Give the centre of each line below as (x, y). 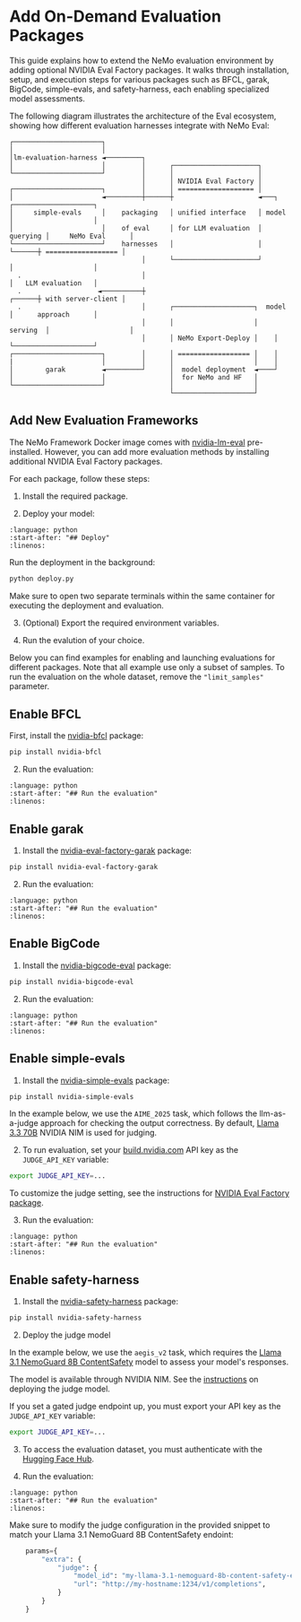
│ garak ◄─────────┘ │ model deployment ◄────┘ (144, 370)
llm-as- (273, 1113)
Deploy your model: (59, 513)
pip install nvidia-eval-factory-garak (84, 868)
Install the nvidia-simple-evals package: (96, 1080)
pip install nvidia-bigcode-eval (72, 981)
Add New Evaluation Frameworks (104, 420)
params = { (42, 1551)
